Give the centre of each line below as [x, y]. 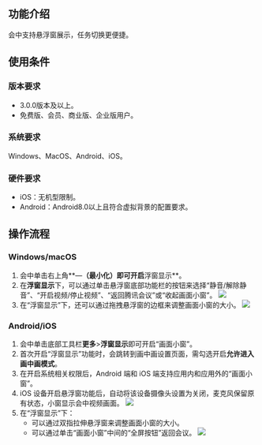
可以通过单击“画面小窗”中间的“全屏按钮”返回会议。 [114, 433]
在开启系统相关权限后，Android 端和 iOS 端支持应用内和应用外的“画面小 [136, 374]
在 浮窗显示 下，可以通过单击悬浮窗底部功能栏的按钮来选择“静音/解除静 [133, 285]
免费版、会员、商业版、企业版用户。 [79, 115]
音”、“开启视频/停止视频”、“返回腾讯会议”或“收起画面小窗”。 [118, 295]
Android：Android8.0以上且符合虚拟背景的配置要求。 [106, 207]
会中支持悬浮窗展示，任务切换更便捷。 [70, 35]
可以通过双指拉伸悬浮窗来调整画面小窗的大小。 [107, 423]
